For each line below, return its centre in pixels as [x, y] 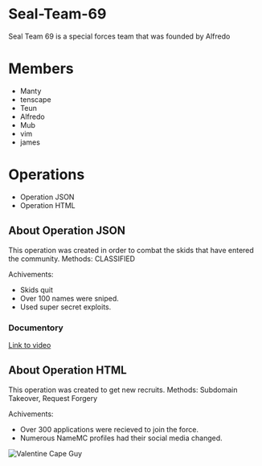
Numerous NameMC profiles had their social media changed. [121, 438]
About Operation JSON [67, 231]
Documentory [36, 328]
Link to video [30, 345]
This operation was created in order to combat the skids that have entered [131, 250]
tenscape [35, 99]
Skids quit [37, 289]
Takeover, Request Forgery [53, 398]
